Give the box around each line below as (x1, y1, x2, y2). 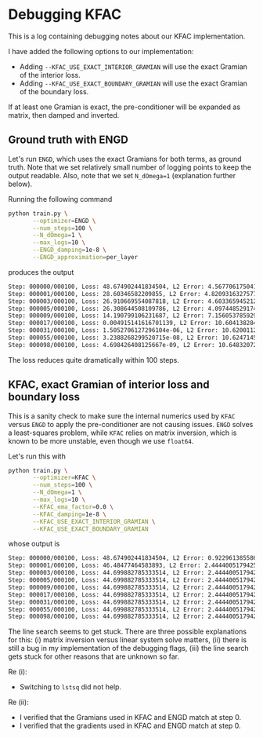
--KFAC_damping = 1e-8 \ (32, 510, 107, 518)
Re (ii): (8, 697, 29, 707)
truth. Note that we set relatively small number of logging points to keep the (8, 163, 252, 172)
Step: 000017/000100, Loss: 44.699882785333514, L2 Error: (8, 590, 205, 598)
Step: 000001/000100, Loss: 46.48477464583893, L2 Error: (8, 561, 201, 570)
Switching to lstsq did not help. (19, 682, 122, 692)
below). (8, 179, 33, 188)
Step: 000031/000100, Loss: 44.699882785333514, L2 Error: (8, 598, 205, 606)
